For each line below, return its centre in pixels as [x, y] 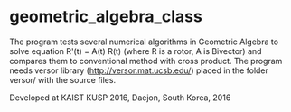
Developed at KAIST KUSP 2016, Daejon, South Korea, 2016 [120, 98]
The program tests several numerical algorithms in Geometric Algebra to [144, 42]
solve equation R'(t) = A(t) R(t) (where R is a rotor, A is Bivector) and [136, 51]
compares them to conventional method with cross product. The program [146, 61]
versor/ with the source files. [62, 79]
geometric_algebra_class [106, 17]
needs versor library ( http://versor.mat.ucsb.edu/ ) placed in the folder [139, 70]
